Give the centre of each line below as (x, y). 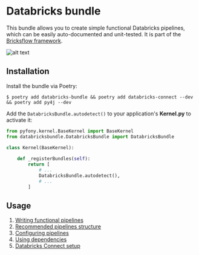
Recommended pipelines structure (58, 227)
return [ (39, 164)
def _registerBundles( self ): (54, 159)
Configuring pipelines (42, 233)
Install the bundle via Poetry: (42, 86)
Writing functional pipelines (49, 220)
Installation (28, 72)
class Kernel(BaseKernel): (40, 147)
